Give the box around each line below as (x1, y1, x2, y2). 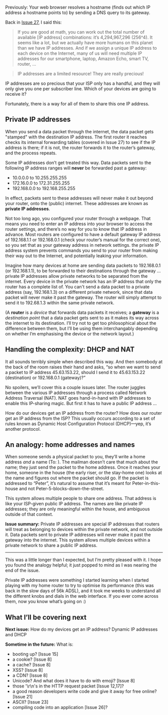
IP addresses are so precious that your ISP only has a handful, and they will (5, 80, 160, 86)
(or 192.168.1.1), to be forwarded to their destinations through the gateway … (5, 268, 161, 274)
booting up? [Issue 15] (12, 651, 58, 657)
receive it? (5, 91, 26, 97)
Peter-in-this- (132, 480, 160, 486)
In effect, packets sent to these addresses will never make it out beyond (5, 195, 153, 201)
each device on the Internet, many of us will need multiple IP (17, 50, 142, 56)
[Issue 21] (12, 694, 33, 700)
